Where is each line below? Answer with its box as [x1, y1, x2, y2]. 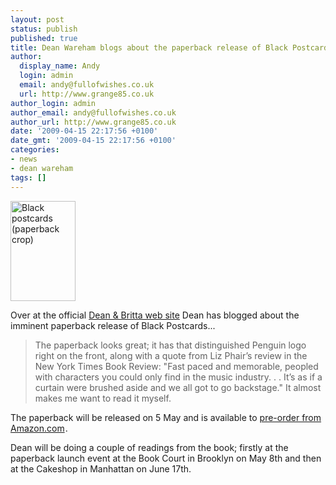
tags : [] [10, 172, 47, 183]
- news [10, 154, 38, 164]
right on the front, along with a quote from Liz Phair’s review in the [34, 349, 308, 361]
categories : [10, 145, 60, 155]
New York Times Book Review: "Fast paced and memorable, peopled [34, 360, 319, 372]
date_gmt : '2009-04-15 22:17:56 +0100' [10, 136, 177, 146]
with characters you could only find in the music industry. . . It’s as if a [34, 371, 323, 383]
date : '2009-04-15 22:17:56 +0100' [10, 126, 159, 136]
